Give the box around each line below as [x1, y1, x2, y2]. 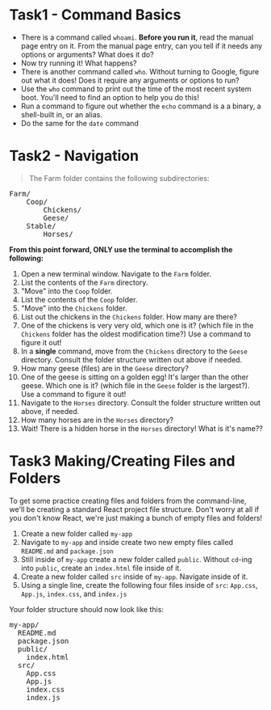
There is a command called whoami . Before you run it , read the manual [20, 32, 254, 42]
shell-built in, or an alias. [20, 109, 103, 119]
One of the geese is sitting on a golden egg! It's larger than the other [20, 372, 249, 382]
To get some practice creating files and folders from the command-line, [9, 496, 247, 505]
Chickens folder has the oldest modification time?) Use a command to [20, 329, 251, 339]
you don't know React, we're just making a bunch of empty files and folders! [9, 513, 263, 522]
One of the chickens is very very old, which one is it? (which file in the [20, 320, 254, 330]
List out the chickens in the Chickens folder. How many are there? [20, 311, 237, 321]
